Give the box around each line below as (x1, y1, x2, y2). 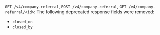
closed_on (12, 19, 33, 24)
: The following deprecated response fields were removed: (34, 9, 155, 15)
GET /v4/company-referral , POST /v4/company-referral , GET (5, 4, 127, 9)
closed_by (12, 25, 33, 30)
